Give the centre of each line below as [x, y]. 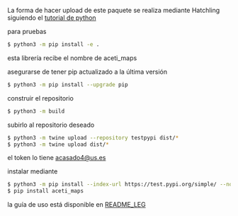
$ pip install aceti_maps [45, 191]
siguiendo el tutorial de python [52, 18]
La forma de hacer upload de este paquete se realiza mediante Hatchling [114, 10]
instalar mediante [33, 171]
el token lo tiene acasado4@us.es [57, 158]
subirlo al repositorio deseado [51, 125]
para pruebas [27, 32]
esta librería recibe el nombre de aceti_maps [72, 58]
